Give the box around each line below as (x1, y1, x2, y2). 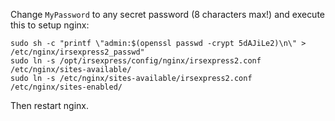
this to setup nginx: (10, 19, 90, 31)
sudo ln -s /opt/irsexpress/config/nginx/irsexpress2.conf (10, 56, 262, 66)
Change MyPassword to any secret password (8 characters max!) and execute (10, 9, 326, 20)
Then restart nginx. (10, 100, 89, 111)
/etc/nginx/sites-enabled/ (10, 82, 123, 92)
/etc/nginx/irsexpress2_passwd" (10, 47, 145, 57)
